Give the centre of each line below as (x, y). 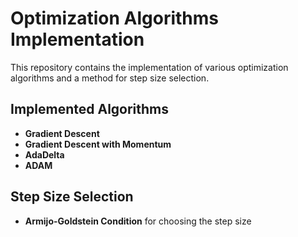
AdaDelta (44, 154)
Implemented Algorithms (90, 109)
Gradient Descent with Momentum (98, 144)
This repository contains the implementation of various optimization (149, 67)
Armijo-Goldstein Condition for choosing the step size (138, 221)
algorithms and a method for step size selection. (110, 78)
